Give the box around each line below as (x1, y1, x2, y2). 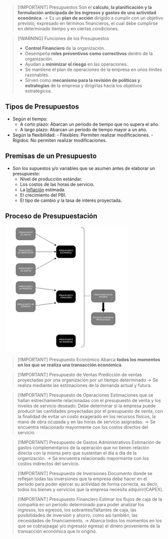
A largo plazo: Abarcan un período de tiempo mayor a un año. (20, 126, 147, 132)
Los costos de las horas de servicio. (20, 181, 95, 187)
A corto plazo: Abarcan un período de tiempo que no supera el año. (20, 121, 159, 127)
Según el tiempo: (12, 116, 48, 122)
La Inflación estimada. (20, 186, 66, 193)
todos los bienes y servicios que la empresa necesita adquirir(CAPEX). (17, 487, 163, 493)
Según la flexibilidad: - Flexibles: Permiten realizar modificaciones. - (12, 132, 153, 138)
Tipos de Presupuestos (5, 103, 79, 111)
